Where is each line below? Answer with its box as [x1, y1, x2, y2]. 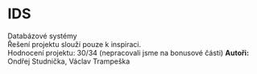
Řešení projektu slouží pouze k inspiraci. [7, 39, 142, 49]
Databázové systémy [7, 31, 77, 41]
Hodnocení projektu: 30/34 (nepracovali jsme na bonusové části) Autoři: [7, 48, 250, 57]
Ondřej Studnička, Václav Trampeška [7, 56, 131, 66]
